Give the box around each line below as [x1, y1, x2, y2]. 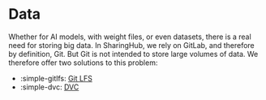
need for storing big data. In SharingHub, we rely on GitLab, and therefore [8, 40, 255, 50]
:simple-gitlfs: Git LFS [19, 73, 93, 83]
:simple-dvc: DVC [19, 82, 79, 92]
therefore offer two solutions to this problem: [8, 58, 158, 67]
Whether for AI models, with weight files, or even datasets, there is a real [8, 32, 251, 41]
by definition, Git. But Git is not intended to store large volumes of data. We [8, 49, 259, 59]
